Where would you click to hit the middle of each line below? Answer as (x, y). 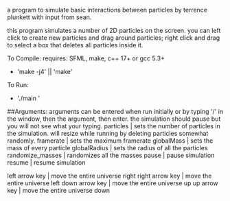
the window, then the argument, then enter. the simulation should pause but (114, 119)
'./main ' (28, 98)
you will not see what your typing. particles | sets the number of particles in (114, 126)
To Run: (18, 85)
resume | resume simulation (46, 163)
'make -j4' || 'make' (45, 72)
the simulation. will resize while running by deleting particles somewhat (108, 133)
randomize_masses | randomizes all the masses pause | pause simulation (111, 155)
